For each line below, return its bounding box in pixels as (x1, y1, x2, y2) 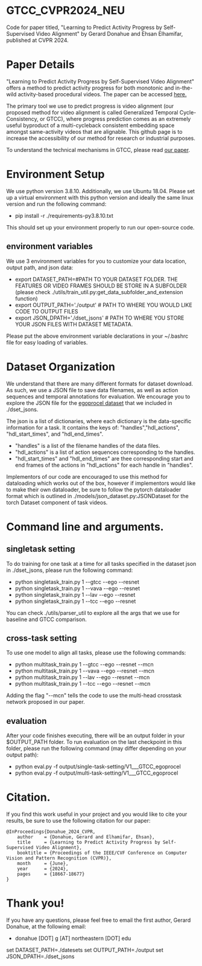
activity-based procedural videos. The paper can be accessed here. (17, 90, 187, 97)
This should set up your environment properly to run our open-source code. (6, 223, 195, 231)
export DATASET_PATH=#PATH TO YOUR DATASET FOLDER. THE (14, 275, 178, 283)
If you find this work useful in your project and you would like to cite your (6, 810, 188, 818)
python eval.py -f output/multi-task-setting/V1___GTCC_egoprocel (14, 769, 178, 777)
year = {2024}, (17, 866, 69, 872)
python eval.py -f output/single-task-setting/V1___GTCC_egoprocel (14, 763, 181, 770)
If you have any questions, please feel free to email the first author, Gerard (6, 916, 191, 924)
